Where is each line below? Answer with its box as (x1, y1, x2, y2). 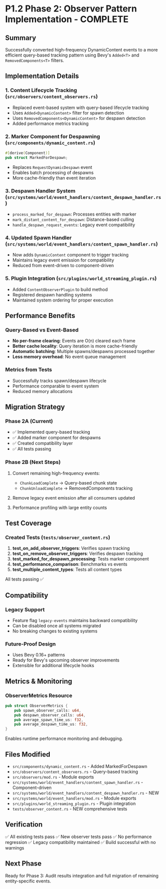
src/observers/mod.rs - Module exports (12, 774, 94, 780)
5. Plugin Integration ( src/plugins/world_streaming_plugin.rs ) (5, 275, 157, 282)
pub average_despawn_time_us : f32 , (14, 722, 88, 727)
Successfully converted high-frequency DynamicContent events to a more (5, 47, 158, 52)
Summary (5, 33, 36, 42)
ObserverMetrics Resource (5, 692, 73, 699)
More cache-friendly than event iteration (12, 174, 96, 180)
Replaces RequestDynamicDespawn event (12, 164, 92, 170)
